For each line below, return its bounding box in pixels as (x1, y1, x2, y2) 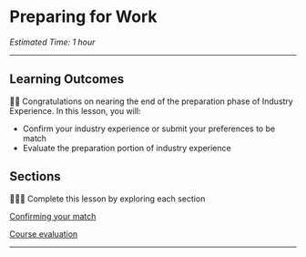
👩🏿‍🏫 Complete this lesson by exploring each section (9, 193, 206, 204)
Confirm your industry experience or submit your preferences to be (22, 123, 276, 134)
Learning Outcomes (9, 71, 125, 87)
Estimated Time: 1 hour (9, 36, 96, 47)
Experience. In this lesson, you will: (9, 105, 141, 116)
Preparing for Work (9, 6, 158, 27)
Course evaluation (9, 228, 78, 239)
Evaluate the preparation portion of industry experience (22, 142, 231, 153)
